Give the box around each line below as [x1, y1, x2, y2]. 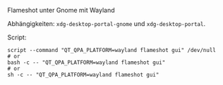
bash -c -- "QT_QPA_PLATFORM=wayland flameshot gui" [7, 59, 166, 66]
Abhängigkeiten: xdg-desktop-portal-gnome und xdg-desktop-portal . [7, 20, 206, 27]
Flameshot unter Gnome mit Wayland [7, 6, 115, 14]
